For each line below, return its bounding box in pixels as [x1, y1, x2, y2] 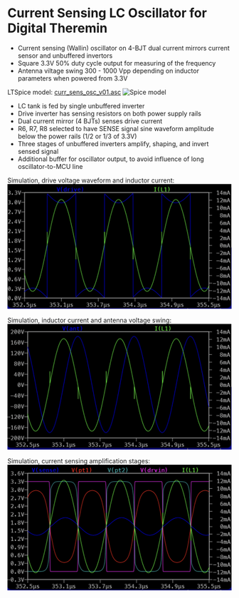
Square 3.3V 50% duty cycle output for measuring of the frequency [17, 58, 216, 67]
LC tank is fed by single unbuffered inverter [17, 101, 145, 110]
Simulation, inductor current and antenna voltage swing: [7, 316, 172, 325]
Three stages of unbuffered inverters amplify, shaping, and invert [17, 139, 209, 148]
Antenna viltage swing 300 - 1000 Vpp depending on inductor [17, 66, 199, 75]
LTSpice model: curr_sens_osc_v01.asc [7, 88, 122, 96]
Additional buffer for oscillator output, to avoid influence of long [17, 155, 204, 163]
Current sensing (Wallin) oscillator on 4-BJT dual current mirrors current [17, 43, 230, 52]
